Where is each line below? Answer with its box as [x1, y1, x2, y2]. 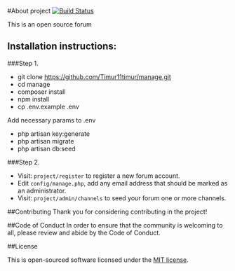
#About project [7, 7, 51, 15]
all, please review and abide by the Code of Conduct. [7, 228, 161, 237]
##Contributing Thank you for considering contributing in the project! [7, 207, 208, 216]
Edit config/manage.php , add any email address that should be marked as [17, 179, 228, 187]
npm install [17, 95, 50, 103]
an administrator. [17, 186, 67, 195]
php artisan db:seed [17, 144, 76, 153]
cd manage [17, 80, 51, 88]
